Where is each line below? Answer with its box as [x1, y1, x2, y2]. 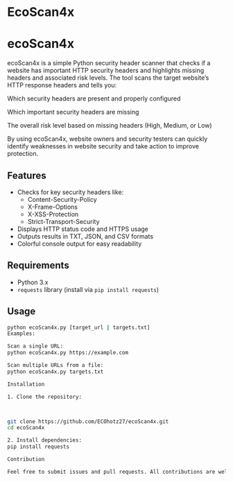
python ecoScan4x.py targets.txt [7, 368, 104, 375]
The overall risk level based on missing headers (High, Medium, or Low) [7, 121, 213, 130]
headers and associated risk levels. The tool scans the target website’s [7, 74, 209, 82]
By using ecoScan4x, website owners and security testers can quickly [7, 135, 208, 143]
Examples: [7, 330, 36, 337]
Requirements [7, 259, 69, 271]
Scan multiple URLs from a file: [7, 362, 104, 369]
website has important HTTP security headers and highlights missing [7, 67, 205, 75]
